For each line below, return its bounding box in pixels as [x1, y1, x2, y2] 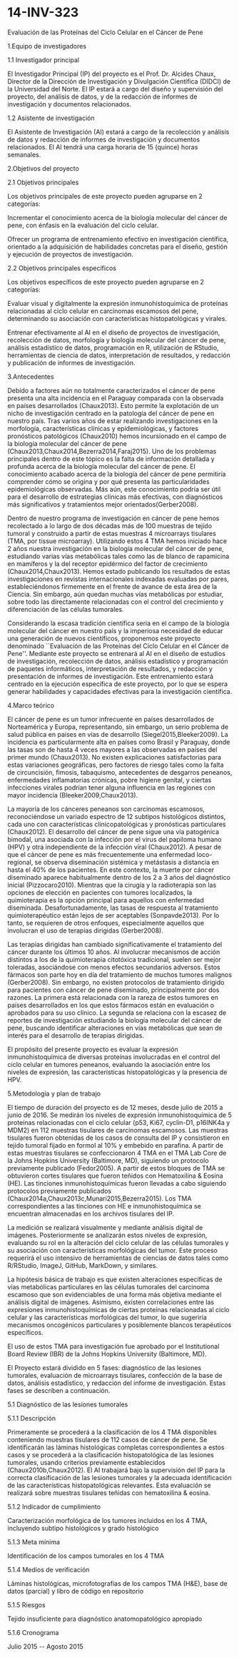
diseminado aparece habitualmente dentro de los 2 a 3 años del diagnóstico [7, 873, 230, 881]
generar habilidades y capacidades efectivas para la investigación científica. [7, 687, 233, 695]
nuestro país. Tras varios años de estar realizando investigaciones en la [7, 416, 218, 425]
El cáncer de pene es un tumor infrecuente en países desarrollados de [7, 715, 214, 723]
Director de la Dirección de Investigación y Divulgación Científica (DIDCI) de [7, 76, 230, 86]
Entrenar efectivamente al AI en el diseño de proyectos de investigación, [7, 328, 220, 337]
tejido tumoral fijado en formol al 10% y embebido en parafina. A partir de [7, 1141, 223, 1149]
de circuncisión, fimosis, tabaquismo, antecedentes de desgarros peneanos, [7, 768, 233, 776]
